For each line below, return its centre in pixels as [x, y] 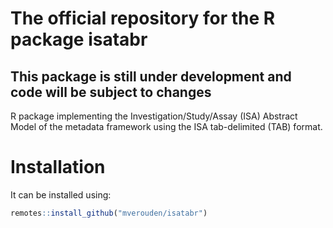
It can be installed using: [61, 194]
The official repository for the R [143, 18]
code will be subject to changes [111, 92]
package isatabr [79, 39]
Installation [58, 167]
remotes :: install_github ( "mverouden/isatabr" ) [109, 213]
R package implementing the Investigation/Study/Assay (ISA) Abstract [154, 116]
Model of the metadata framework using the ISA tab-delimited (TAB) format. [166, 126]
